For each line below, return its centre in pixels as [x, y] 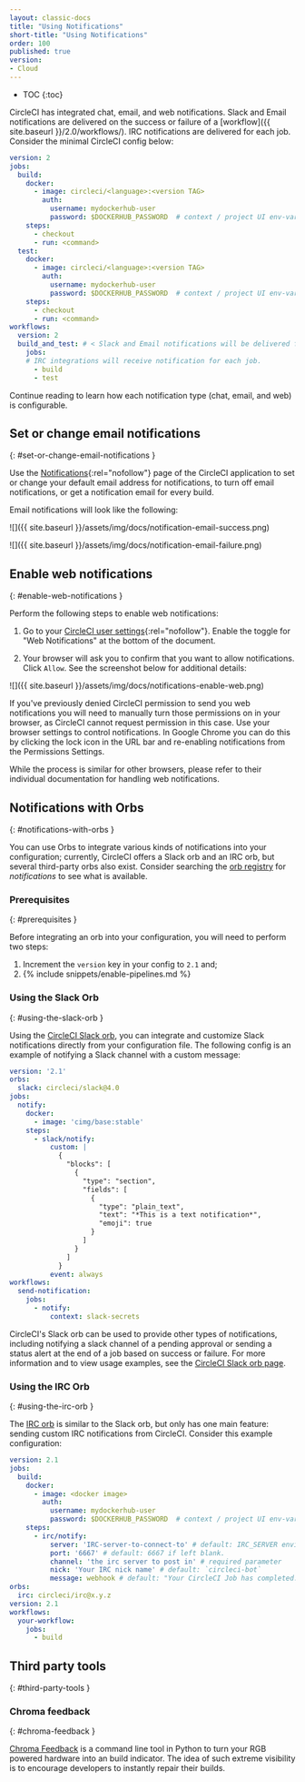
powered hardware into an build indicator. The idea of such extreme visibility [152, 1758]
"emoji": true [125, 1224]
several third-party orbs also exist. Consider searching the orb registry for [148, 866]
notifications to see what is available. [79, 876]
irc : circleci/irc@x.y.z [64, 1595]
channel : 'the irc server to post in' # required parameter [166, 1562]
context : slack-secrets [95, 1316]
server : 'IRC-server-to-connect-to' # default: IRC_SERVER [164, 1544]
